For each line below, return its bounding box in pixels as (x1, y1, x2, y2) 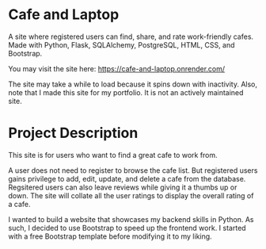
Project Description (8, 125, 139, 142)
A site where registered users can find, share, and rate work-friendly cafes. (8, 32, 254, 41)
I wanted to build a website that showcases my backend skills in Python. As (8, 214, 254, 224)
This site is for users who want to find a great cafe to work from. (8, 150, 218, 159)
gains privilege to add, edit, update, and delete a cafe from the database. (8, 174, 246, 183)
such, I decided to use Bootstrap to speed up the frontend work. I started (8, 223, 247, 232)
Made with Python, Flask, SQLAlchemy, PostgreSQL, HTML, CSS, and (8, 40, 235, 49)
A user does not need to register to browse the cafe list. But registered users (8, 165, 258, 175)
